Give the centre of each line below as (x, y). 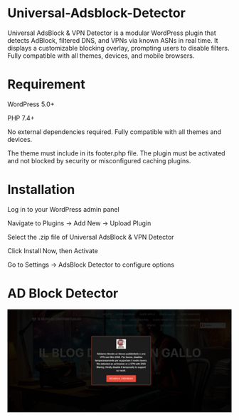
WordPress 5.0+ (31, 104)
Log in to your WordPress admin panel (63, 209)
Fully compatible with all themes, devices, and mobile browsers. (101, 56)
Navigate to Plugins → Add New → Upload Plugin (79, 223)
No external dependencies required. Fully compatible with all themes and (115, 132)
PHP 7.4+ (21, 118)
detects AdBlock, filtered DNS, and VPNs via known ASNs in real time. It (113, 40)
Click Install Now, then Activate (53, 250)
